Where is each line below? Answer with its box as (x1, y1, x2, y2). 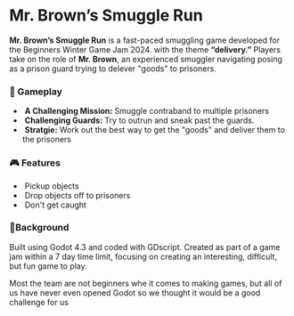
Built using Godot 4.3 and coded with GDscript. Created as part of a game (9, 241, 281, 252)
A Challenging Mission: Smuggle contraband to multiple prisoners (24, 106, 270, 117)
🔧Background (9, 222, 69, 234)
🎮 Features (9, 157, 61, 169)
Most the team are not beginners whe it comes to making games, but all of (9, 278, 282, 288)
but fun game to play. (9, 260, 87, 271)
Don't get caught (24, 199, 87, 210)
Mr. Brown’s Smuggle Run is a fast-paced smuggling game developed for (9, 35, 281, 45)
